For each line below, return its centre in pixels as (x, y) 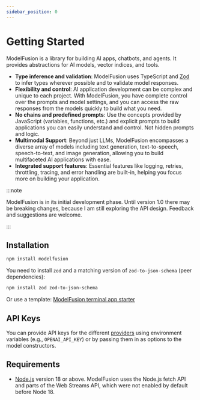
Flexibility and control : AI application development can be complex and (104, 89)
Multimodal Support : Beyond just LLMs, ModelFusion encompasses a (102, 140)
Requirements (33, 365)
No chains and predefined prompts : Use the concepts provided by (98, 114)
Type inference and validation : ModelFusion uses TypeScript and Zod (102, 76)
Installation (28, 245)
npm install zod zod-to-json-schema (52, 288)
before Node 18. (35, 392)
